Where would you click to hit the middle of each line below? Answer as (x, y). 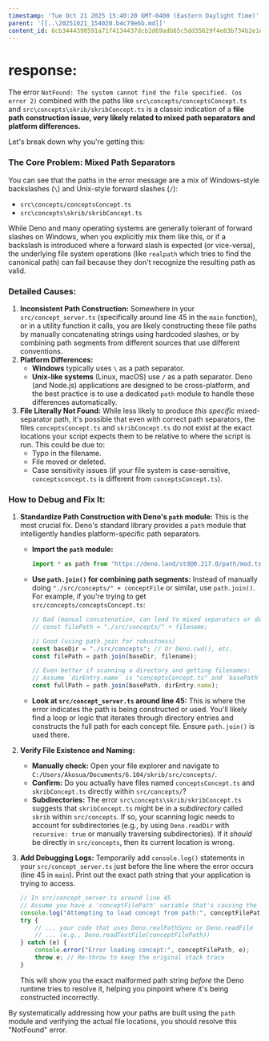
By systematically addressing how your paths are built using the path (122, 1012)
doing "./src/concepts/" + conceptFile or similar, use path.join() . (143, 588)
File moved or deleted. (69, 462)
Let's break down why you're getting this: (77, 142)
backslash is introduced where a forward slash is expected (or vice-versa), (132, 245)
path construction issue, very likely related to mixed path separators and (132, 118)
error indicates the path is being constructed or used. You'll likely (139, 710)
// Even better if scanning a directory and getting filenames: (141, 671)
